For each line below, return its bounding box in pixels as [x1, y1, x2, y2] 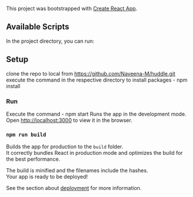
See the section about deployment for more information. [6, 185, 142, 192]
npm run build [6, 131, 46, 138]
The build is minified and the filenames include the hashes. [6, 167, 148, 174]
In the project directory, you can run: [6, 38, 94, 45]
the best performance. [6, 155, 60, 163]
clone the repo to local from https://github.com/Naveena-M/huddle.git [6, 70, 176, 77]
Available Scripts [6, 22, 69, 32]
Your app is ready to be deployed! [6, 173, 88, 181]
